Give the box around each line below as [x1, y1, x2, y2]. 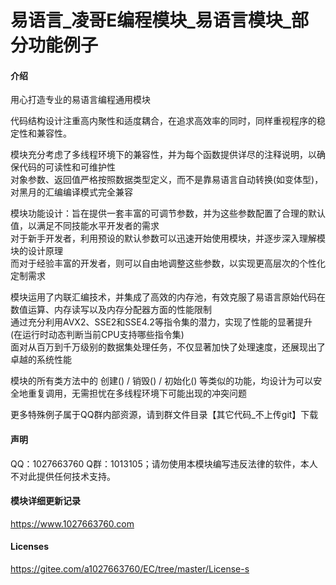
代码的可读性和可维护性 [18, 161, 116, 173]
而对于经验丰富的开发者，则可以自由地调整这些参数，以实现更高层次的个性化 [10, 257, 326, 270]
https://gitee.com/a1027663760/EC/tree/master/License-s [10, 563, 250, 575]
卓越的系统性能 [10, 354, 72, 366]
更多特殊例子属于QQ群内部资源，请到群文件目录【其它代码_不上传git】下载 [10, 409, 319, 421]
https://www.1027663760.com [10, 517, 135, 530]
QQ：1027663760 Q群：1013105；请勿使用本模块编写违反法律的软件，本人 [10, 457, 318, 470]
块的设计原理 [10, 245, 63, 257]
